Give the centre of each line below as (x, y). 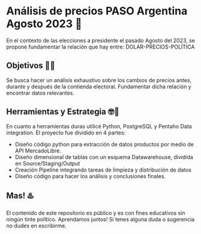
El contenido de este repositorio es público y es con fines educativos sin (96, 213)
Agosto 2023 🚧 (44, 24)
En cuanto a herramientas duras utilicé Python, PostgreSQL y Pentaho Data (99, 126)
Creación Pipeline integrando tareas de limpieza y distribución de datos (103, 170)
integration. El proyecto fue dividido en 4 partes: (66, 133)
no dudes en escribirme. (37, 226)
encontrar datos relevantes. (40, 93)
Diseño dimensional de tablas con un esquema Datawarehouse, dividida (104, 157)
